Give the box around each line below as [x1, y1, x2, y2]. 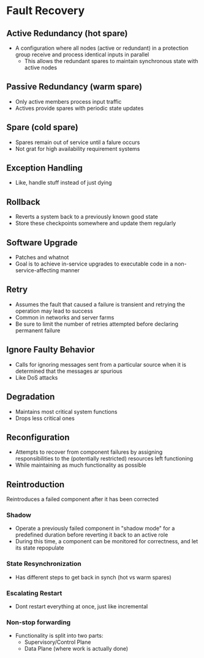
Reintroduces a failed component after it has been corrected [6, 495, 159, 503]
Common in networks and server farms [15, 313, 115, 321]
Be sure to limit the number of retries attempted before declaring [15, 320, 179, 327]
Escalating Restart [6, 589, 62, 597]
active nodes [24, 64, 57, 71]
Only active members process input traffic [15, 98, 122, 105]
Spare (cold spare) [6, 122, 78, 132]
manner [60, 267, 80, 274]
